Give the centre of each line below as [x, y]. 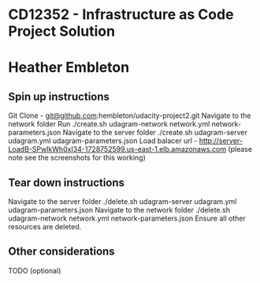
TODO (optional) [35, 270]
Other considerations [62, 252]
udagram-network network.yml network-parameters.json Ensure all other [127, 218]
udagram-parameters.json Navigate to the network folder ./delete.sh [119, 210]
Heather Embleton [69, 68]
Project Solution [62, 31]
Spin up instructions [59, 96]
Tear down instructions [66, 182]
